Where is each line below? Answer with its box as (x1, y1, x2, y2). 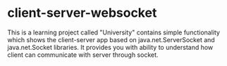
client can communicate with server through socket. (7, 51, 159, 59)
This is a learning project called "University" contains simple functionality (7, 28, 221, 37)
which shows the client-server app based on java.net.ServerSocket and (7, 35, 215, 44)
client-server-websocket (7, 5, 157, 21)
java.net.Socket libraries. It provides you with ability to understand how (7, 43, 214, 51)
